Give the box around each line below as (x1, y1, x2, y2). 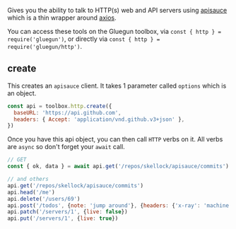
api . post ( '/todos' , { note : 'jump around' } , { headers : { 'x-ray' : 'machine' (7, 201, 232, 209)
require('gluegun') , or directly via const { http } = (7, 35, 160, 43)
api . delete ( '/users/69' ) (7, 195, 81, 202)
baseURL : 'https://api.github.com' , (13, 109, 122, 116)
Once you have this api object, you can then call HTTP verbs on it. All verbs (7, 135, 223, 143)
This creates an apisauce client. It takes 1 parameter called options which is (7, 81, 227, 90)
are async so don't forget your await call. (7, 143, 125, 151)
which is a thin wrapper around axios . (7, 13, 117, 22)
